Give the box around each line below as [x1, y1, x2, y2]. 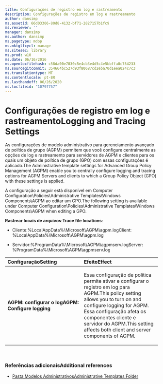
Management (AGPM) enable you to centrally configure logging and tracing [5, 168, 156, 173]
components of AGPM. [84, 332, 136, 339]
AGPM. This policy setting [84, 290, 142, 297]
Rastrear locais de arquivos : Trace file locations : [5, 218, 103, 224]
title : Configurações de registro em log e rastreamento [5, 7, 123, 12]
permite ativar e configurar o [84, 278, 149, 285]
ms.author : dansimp [5, 35, 45, 39]
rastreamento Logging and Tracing [5, 115, 146, 127]
